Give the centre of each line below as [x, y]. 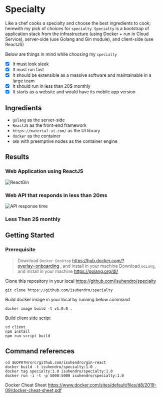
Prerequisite [20, 250]
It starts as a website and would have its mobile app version [74, 92]
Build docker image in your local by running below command [67, 299]
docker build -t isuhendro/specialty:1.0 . [51, 367]
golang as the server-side [38, 120]
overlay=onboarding [38, 266]
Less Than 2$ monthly [33, 219]
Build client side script [28, 318]
